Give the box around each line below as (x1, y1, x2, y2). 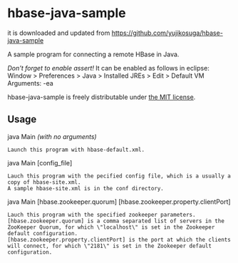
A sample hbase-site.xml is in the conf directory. (7, 185, 164, 192)
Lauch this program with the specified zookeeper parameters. (7, 211, 196, 218)
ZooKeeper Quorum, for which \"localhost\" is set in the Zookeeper (7, 223, 215, 231)
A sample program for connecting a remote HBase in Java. (7, 50, 180, 58)
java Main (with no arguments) (7, 132, 98, 140)
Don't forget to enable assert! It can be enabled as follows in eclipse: (7, 63, 210, 72)
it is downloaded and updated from (7, 29, 110, 37)
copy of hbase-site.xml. (7, 178, 81, 186)
